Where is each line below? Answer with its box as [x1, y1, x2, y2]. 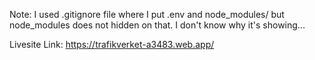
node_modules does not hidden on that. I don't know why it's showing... [9, 19, 306, 31]
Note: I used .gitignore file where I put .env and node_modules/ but [9, 9, 285, 20]
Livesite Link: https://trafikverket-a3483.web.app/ [9, 39, 215, 50]
